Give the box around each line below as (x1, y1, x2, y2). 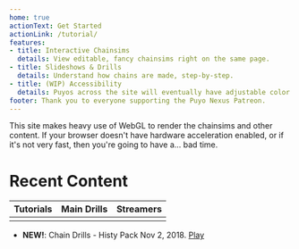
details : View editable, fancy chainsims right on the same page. (17, 54, 270, 63)
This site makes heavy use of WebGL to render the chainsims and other (9, 120, 273, 131)
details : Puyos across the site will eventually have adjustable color (17, 87, 291, 96)
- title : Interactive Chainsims (9, 46, 130, 55)
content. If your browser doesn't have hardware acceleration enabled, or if (9, 130, 285, 141)
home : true (9, 12, 50, 22)
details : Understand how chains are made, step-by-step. (17, 71, 235, 80)
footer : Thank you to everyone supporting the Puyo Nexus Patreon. (9, 95, 267, 105)
